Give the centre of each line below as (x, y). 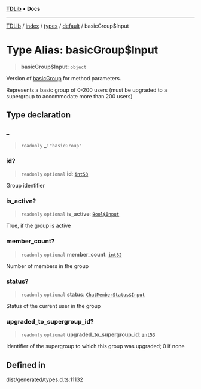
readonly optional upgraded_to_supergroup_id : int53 (88, 334)
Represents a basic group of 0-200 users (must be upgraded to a (87, 90)
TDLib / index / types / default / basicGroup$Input (68, 26)
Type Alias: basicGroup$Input (82, 50)
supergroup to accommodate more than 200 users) (69, 96)
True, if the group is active (39, 226)
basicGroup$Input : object (54, 67)
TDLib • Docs (23, 9)
